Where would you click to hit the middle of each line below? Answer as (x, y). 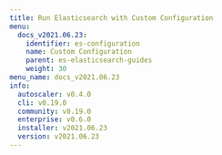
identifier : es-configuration (83, 43)
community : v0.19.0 (55, 111)
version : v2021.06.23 (59, 137)
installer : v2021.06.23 (62, 129)
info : (20, 86)
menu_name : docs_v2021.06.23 (65, 77)
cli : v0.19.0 (42, 103)
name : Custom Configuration (79, 52)
